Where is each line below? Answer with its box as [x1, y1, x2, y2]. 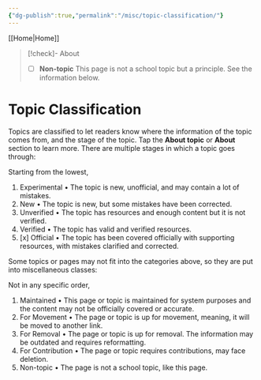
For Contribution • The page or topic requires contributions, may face [19, 345, 246, 356]
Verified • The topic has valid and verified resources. [19, 224, 192, 234]
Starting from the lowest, [8, 167, 89, 176]
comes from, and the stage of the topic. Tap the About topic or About [8, 135, 236, 145]
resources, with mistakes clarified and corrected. [19, 241, 179, 250]
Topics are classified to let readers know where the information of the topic [8, 126, 252, 136]
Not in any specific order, [8, 280, 91, 289]
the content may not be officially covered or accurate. [19, 303, 195, 313]
